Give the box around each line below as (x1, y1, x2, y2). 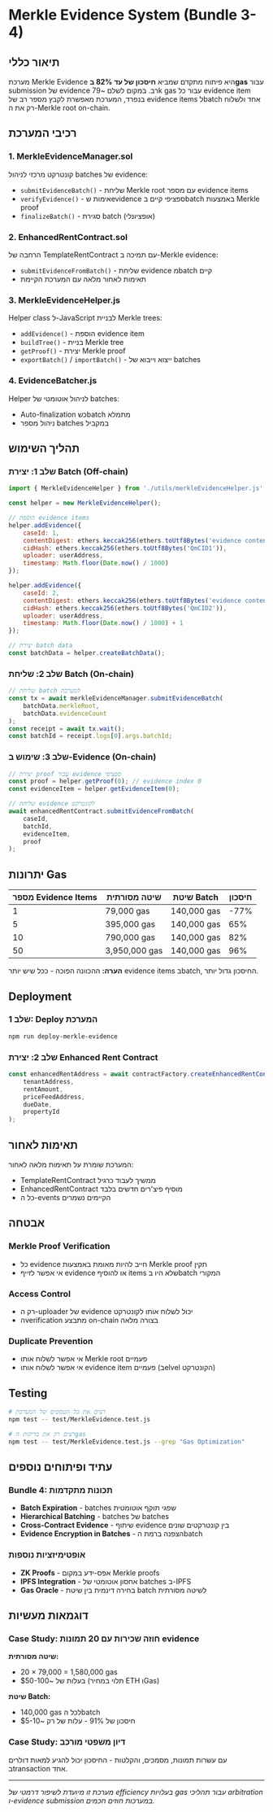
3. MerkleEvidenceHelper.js (8, 295, 120, 306)
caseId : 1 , (23, 529, 60, 537)
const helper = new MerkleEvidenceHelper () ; (8, 499, 162, 508)
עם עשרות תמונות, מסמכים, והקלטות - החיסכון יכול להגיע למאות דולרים (8, 1755, 227, 1765)
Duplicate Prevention (8, 1335, 93, 1347)
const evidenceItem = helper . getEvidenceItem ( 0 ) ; (8, 785, 180, 793)
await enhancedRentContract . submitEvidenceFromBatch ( (8, 807, 195, 815)
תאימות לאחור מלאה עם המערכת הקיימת (19, 274, 146, 284)
